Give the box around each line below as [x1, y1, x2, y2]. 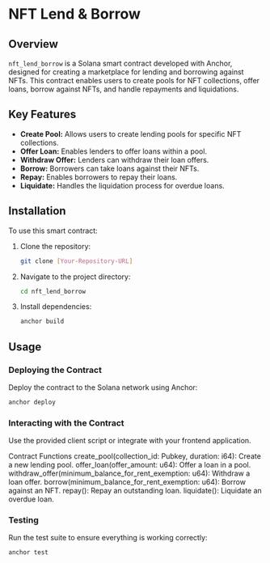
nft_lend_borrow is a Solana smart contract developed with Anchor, [8, 58, 233, 68]
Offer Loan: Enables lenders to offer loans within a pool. [19, 146, 208, 156]
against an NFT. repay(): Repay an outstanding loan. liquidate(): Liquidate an [8, 486, 263, 496]
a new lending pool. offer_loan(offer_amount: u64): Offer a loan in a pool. [8, 460, 251, 470]
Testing [8, 514, 39, 526]
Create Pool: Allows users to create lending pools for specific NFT [19, 129, 242, 138]
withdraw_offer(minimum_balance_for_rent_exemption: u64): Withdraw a [8, 468, 251, 478]
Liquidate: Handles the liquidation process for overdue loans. [19, 180, 225, 190]
